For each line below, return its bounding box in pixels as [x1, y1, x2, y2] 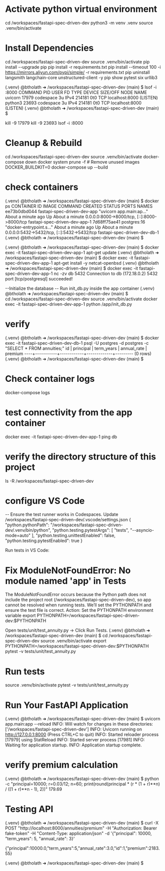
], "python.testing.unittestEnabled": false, [31, 533, 116, 539]
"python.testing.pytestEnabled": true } [5, 538, 83, 544]
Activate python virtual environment [5, 3, 157, 15]
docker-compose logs [5, 389, 50, 395]
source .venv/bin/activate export [40, 638, 107, 644]
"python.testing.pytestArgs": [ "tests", [52, 527, 129, 533]
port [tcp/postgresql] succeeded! [5, 275, 73, 281]
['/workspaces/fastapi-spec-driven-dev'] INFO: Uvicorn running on [5, 726, 142, 733]
